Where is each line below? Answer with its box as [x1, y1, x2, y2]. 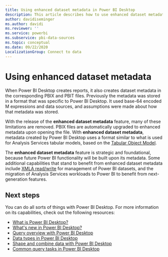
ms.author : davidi [5, 21, 43, 27]
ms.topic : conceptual [5, 40, 50, 45]
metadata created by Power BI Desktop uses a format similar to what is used [5, 135, 162, 141]
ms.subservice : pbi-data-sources [5, 36, 75, 41]
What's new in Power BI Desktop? [12, 224, 82, 231]
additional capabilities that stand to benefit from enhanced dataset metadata [5, 160, 163, 166]
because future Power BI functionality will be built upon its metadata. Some [5, 155, 160, 161]
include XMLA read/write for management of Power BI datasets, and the [5, 166, 153, 172]
